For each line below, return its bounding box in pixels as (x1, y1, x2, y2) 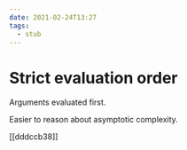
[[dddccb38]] (9, 131, 58, 142)
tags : (9, 21, 29, 30)
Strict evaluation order (9, 67, 178, 88)
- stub (17, 29, 42, 38)
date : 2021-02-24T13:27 (9, 12, 97, 22)
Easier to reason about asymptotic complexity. (9, 114, 179, 125)
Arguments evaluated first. (9, 97, 106, 107)
